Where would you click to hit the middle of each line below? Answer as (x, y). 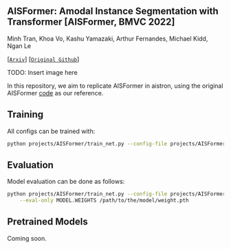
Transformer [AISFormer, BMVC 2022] (91, 22)
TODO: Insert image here (42, 72)
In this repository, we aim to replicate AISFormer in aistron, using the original (115, 86)
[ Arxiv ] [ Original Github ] (43, 59)
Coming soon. (27, 238)
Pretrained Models (47, 222)
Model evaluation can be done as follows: (66, 182)
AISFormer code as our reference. (55, 93)
